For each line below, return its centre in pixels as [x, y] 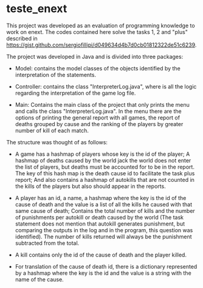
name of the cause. [39, 279]
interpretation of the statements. [55, 75]
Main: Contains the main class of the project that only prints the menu [102, 104]
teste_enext [37, 9]
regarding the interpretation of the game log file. [75, 93]
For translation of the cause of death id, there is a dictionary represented [106, 266]
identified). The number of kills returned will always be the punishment [104, 236]
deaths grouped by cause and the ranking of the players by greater [99, 124]
